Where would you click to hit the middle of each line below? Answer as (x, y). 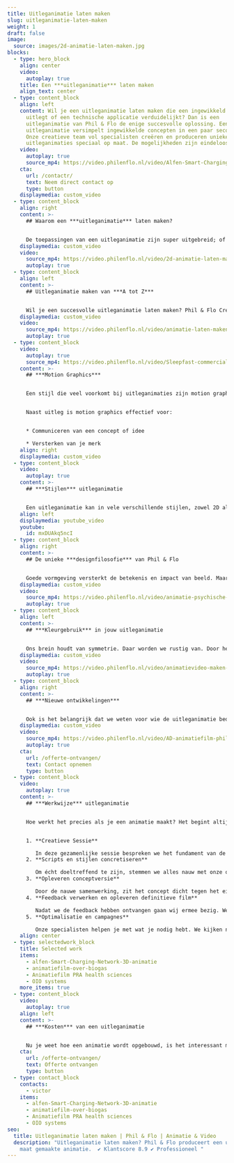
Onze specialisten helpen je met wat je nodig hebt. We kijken (129, 930)
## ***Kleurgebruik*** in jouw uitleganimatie (94, 630)
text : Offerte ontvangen (62, 1065)
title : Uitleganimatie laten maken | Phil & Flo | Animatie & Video (115, 1136)
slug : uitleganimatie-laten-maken (57, 20)
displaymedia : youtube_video (62, 521)
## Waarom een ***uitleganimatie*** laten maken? (99, 221)
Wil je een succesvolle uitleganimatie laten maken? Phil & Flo (121, 310)
